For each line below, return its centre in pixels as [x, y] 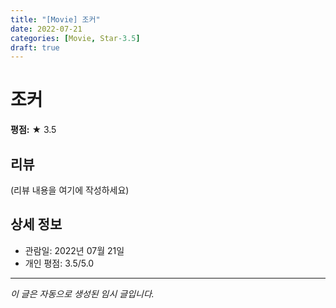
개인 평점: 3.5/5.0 [59, 263]
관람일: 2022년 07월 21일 [74, 250]
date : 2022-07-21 [46, 29]
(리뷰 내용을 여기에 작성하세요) [70, 190]
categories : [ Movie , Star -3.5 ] [75, 38]
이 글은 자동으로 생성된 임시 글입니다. [82, 293]
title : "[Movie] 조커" [55, 19]
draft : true [35, 47]
